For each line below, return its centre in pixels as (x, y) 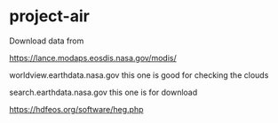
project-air (50, 16)
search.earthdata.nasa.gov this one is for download (103, 92)
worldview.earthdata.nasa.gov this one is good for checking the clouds (139, 75)
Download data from (47, 41)
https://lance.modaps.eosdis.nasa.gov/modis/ (93, 58)
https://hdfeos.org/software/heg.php (76, 109)
